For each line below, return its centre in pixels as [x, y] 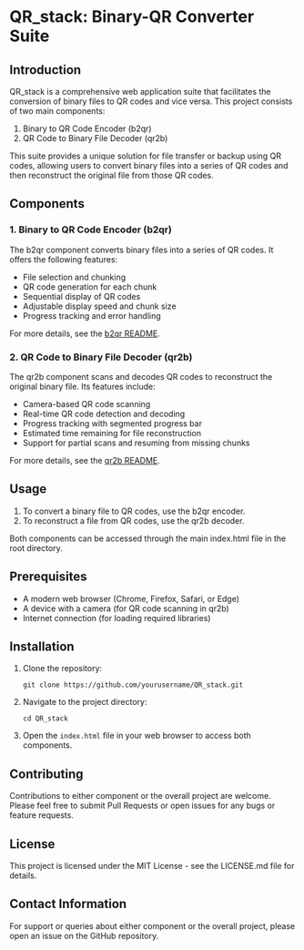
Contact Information [68, 904]
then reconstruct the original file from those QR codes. [111, 175]
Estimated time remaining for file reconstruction [112, 433]
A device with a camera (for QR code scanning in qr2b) [126, 608]
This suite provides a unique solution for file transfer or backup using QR [146, 156]
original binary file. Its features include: [83, 386]
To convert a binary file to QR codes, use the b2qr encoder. [134, 511]
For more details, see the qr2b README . [85, 460]
